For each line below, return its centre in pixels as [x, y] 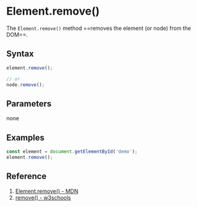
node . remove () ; [26, 85]
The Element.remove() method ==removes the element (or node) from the [99, 28]
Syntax [20, 54]
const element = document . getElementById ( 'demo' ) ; [72, 151]
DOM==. [17, 34]
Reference [27, 176]
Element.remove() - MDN [47, 191]
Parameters [29, 103]
